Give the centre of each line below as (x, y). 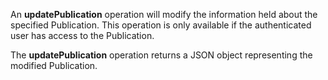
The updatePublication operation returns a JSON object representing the (161, 55)
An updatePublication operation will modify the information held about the (164, 14)
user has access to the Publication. (82, 35)
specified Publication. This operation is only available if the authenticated (161, 25)
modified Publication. (54, 65)
